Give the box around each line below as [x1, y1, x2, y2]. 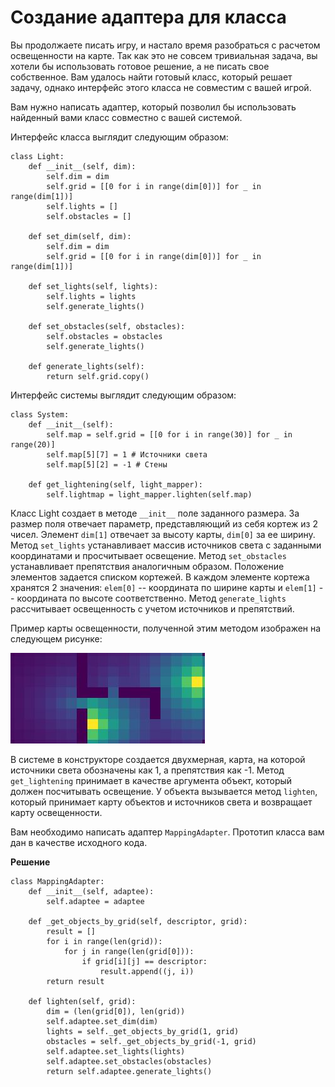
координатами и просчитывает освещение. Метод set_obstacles [10, 549, 287, 561]
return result [46, 976, 105, 986]
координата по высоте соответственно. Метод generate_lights [16, 592, 287, 604]
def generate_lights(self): [28, 361, 145, 371]
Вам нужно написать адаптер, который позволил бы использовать [10, 101, 297, 113]
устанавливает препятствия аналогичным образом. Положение [10, 560, 285, 572]
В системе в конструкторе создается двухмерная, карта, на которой [10, 753, 306, 765]
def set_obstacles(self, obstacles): [28, 321, 186, 331]
